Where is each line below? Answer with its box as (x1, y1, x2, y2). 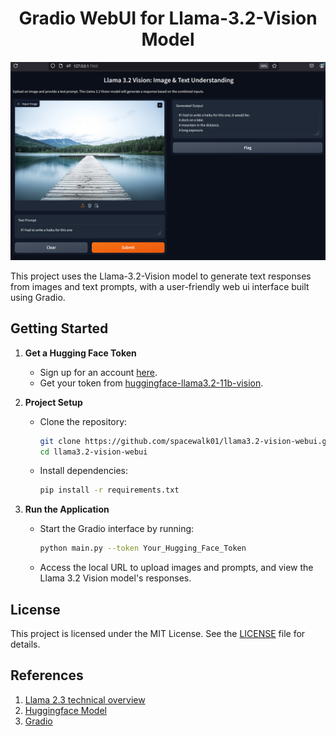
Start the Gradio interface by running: (39, 523, 195, 535)
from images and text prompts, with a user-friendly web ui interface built (10, 280, 310, 292)
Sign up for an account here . (39, 366, 158, 378)
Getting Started (10, 320, 109, 337)
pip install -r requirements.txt (39, 485, 180, 496)
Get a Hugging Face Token (24, 347, 137, 359)
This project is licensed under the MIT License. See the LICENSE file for (10, 628, 306, 640)
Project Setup (24, 396, 83, 408)
